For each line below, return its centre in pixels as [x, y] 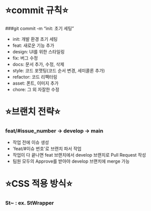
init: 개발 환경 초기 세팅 [35, 39]
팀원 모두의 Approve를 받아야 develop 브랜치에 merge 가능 [71, 161]
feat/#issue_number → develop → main [54, 131]
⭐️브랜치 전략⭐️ [33, 112]
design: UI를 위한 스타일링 [39, 51]
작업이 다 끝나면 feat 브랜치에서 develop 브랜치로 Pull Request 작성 [79, 155]
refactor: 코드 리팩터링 [35, 77]
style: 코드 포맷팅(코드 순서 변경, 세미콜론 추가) [59, 71]
